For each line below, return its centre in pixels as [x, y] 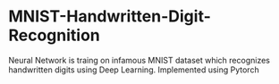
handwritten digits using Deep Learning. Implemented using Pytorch [134, 70]
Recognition [54, 35]
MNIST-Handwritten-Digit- [110, 17]
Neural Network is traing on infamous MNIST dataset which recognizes [139, 60]
